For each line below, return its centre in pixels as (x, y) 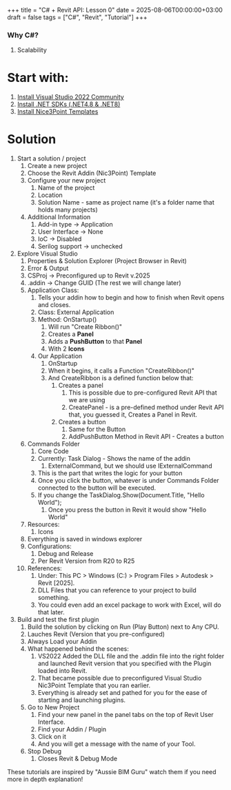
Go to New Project (53, 707)
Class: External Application (76, 312)
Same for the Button (97, 429)
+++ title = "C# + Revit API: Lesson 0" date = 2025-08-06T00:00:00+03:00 (115, 10)
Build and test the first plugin (58, 620)
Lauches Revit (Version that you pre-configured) (96, 634)
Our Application (60, 356)
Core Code (53, 451)
